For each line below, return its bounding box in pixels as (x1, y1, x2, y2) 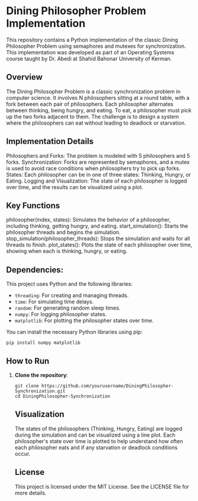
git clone (14, 383, 40, 389)
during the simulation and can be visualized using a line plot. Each (14, 431, 176, 438)
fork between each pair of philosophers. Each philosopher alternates (6, 100, 174, 108)
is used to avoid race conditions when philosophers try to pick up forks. (6, 164, 181, 172)
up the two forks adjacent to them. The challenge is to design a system (6, 113, 179, 120)
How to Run (6, 356, 50, 366)
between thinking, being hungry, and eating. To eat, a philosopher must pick (6, 106, 192, 113)
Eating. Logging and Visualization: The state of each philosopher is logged (6, 177, 187, 184)
